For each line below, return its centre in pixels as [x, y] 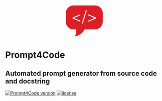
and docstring [28, 81]
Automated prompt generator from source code [81, 73]
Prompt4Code [35, 55]
